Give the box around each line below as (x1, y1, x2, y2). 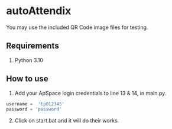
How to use (6, 74, 48, 84)
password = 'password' (6, 107, 62, 112)
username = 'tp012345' (6, 101, 65, 107)
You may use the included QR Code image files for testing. (6, 24, 148, 31)
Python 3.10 (14, 56, 43, 63)
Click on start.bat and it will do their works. (14, 117, 119, 124)
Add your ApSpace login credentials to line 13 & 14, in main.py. (14, 89, 167, 96)
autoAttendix (6, 4, 72, 18)
